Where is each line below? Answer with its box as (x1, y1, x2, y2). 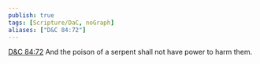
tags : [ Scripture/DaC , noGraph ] (8, 19, 114, 27)
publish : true (8, 11, 55, 20)
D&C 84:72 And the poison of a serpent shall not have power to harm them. (8, 48, 253, 57)
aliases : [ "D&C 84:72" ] (8, 26, 87, 34)
